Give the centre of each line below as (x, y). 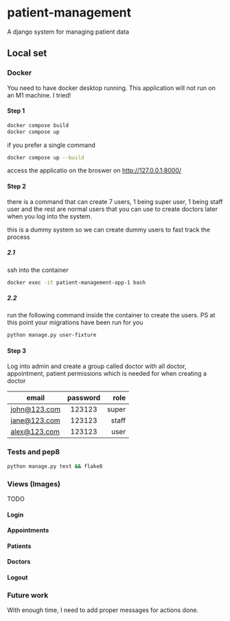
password (84, 398)
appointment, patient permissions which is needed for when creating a (107, 373)
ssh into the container (38, 270)
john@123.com (36, 409)
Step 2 (16, 186)
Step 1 (16, 111)
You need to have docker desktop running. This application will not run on (112, 88)
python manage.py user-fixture (52, 335)
